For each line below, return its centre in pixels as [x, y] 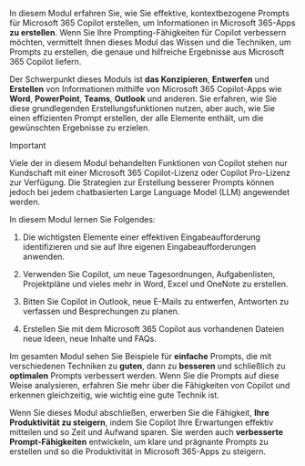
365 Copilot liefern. [46, 62]
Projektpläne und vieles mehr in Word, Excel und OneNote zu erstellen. [155, 284]
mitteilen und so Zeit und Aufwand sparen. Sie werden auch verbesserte [147, 432]
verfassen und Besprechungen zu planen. [101, 311]
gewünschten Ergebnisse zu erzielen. [80, 128]
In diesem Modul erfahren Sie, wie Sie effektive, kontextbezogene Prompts [149, 13]
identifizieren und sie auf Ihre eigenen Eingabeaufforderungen [139, 247]
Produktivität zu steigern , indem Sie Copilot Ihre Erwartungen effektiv [142, 422]
